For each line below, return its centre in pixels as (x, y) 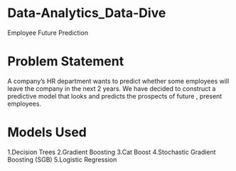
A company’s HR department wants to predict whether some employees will (118, 81)
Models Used (47, 132)
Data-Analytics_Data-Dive (87, 13)
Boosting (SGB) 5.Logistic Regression (62, 159)
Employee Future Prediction (48, 33)
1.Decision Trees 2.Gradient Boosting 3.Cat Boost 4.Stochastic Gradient (112, 152)
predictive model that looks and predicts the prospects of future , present (115, 96)
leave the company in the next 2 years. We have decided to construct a (112, 88)
